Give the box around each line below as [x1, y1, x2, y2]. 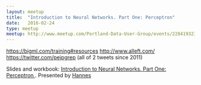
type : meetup [6, 25, 39, 32]
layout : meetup [6, 8, 44, 15]
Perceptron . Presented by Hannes [6, 72, 92, 79]
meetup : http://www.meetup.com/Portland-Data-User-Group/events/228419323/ [6, 31, 199, 37]
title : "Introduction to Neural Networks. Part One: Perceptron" [6, 14, 175, 20]
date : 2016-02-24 [6, 20, 55, 26]
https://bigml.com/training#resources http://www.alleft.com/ [6, 47, 156, 54]
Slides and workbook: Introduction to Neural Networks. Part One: [6, 65, 166, 72]
